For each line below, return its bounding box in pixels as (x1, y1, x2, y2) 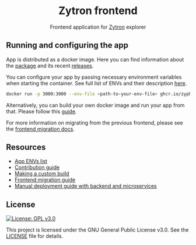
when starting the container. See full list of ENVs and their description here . (6, 80, 187, 87)
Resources (6, 142, 46, 153)
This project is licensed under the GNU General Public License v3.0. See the (6, 226, 189, 233)
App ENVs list (14, 158, 48, 165)
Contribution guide (14, 164, 60, 171)
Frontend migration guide (14, 177, 76, 184)
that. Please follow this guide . (6, 108, 77, 115)
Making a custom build (14, 170, 69, 177)
